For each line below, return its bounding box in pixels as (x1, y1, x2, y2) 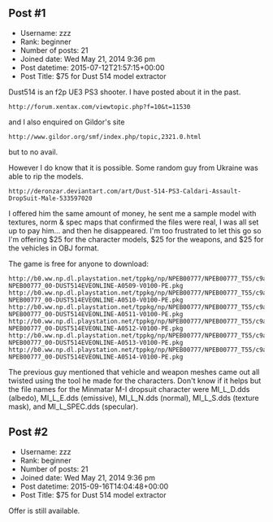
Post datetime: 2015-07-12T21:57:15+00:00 (19, 63, 165, 72)
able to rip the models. (8, 171, 84, 181)
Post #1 (8, 7, 46, 20)
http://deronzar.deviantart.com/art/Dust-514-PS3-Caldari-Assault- (8, 187, 242, 195)
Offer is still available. (8, 506, 80, 515)
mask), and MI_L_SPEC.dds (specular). (8, 402, 138, 411)
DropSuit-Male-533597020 (8, 194, 93, 202)
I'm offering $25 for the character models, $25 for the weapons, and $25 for (8, 234, 264, 244)
